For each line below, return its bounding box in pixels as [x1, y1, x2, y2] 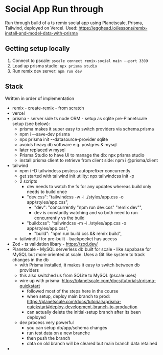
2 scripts [19, 178, 38, 184]
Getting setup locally [5, 44, 70, 53]
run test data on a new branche [26, 330, 90, 336]
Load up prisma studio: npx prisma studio [12, 63, 97, 68]
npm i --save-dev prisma [19, 131, 70, 137]
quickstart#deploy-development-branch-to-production [26, 304, 138, 310]
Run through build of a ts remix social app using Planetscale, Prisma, [5, 20, 143, 26]
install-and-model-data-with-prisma [5, 30, 78, 36]
